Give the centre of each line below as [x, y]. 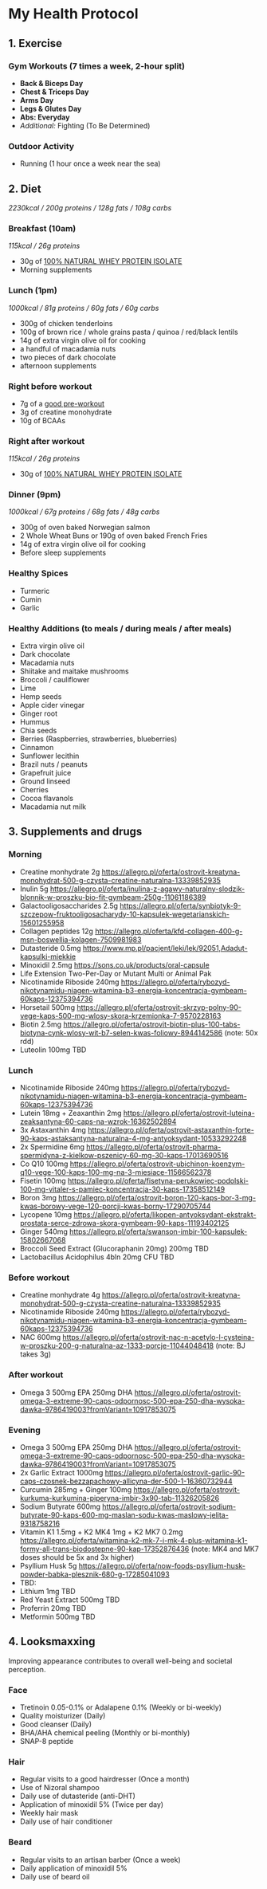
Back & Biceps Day [51, 83]
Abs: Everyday [45, 117]
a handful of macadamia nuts [68, 348]
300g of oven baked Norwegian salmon [85, 528]
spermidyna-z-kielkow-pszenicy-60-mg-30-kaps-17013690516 [124, 1156]
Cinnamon [37, 748]
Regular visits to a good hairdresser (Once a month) [104, 1779]
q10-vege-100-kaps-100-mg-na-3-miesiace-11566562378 [116, 1172]
